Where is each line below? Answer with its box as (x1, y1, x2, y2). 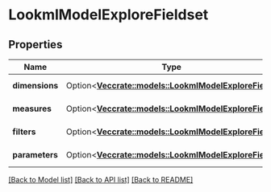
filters (12, 126, 36, 137)
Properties (8, 38, 63, 51)
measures (12, 103, 52, 114)
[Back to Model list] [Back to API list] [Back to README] (8, 175, 194, 184)
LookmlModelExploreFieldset (8, 6, 209, 24)
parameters (12, 149, 58, 160)
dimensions (12, 80, 59, 91)
